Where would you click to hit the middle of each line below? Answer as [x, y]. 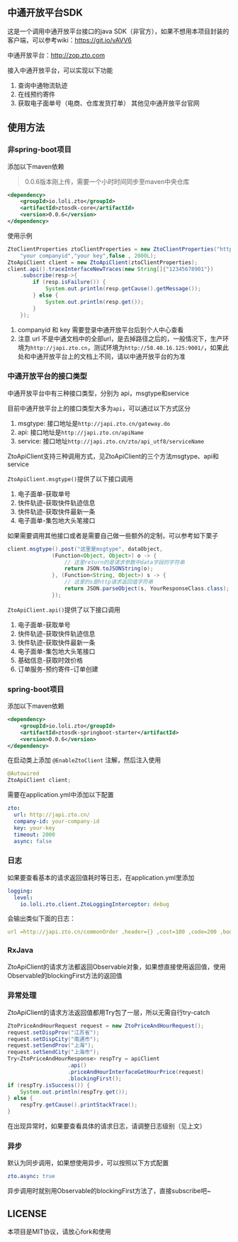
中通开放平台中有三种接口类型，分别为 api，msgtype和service [98, 393]
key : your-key [34, 828]
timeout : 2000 [34, 835]
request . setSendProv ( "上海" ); [51, 1045]
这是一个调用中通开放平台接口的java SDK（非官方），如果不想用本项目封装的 [118, 31]
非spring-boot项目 [40, 150]
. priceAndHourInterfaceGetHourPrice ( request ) [136, 1072]
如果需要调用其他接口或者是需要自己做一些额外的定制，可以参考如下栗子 [113, 535]
